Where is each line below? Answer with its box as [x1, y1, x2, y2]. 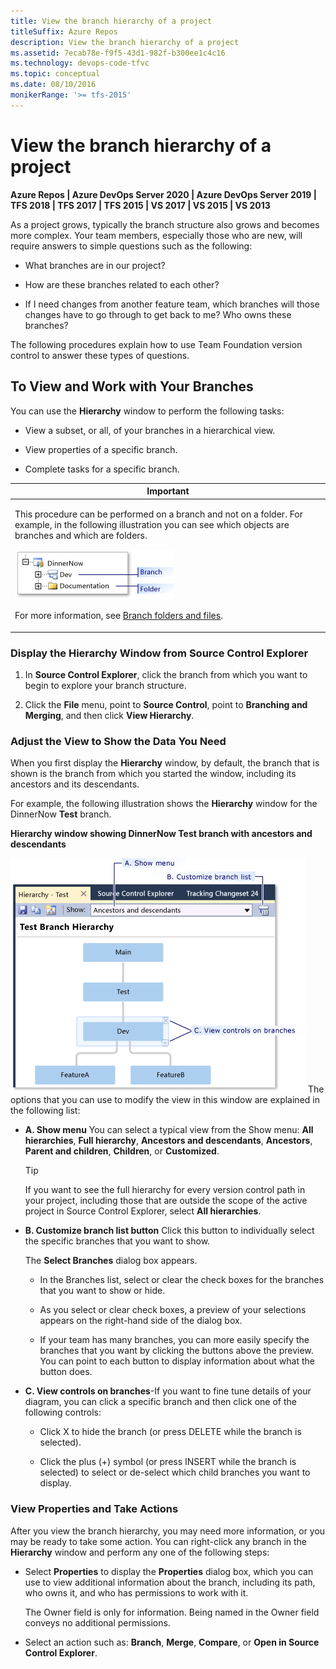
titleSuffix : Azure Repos [10, 26, 118, 37]
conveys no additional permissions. [24, 1616, 171, 1629]
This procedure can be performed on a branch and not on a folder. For [14, 508, 304, 520]
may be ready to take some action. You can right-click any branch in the [10, 1535, 308, 1547]
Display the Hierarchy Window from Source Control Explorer [10, 646, 309, 660]
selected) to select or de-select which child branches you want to [39, 1466, 311, 1479]
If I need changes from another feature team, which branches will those [24, 298, 320, 310]
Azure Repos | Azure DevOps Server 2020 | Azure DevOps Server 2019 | [10, 188, 317, 200]
